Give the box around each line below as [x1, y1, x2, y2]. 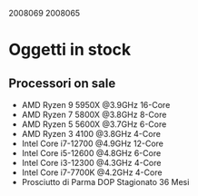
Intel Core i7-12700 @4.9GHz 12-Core [21, 138, 164, 149]
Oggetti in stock [8, 40, 132, 60]
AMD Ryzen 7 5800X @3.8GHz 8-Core [21, 109, 167, 120]
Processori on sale [8, 75, 116, 91]
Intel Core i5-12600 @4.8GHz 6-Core [21, 148, 162, 158]
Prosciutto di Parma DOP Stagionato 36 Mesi [21, 177, 190, 187]
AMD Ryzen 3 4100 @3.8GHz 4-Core [21, 129, 161, 139]
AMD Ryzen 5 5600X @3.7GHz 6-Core [21, 119, 167, 130]
